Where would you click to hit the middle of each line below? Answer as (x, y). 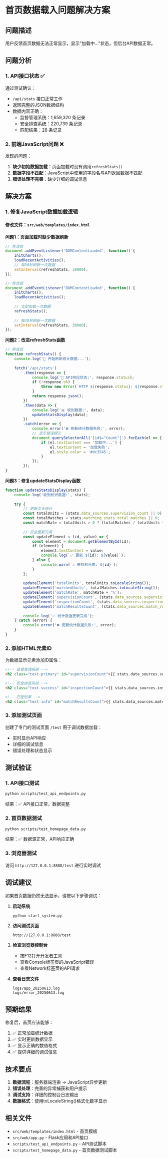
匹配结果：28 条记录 (41, 130)
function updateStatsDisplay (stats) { (45, 490)
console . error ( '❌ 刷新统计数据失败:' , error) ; (78, 429)
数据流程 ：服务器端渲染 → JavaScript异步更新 (60, 1082)
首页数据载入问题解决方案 (58, 10)
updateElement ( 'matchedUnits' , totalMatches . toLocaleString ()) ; (91, 588)
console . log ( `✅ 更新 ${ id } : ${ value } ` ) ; (83, 555)
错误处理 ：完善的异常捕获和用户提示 (50, 1088)
